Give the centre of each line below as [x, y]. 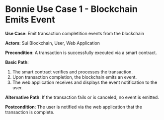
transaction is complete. [30, 112]
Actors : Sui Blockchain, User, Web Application [53, 43]
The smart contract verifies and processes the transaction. [73, 72]
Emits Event [30, 20]
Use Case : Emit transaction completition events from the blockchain [75, 33]
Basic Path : [17, 62]
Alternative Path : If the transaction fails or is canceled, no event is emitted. [82, 97]
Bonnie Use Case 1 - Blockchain [71, 9]
